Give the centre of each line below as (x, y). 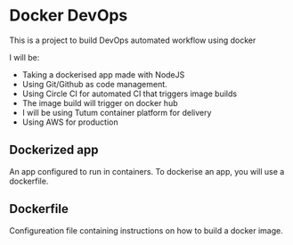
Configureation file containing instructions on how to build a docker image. (146, 230)
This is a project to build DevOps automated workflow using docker (133, 40)
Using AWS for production (70, 122)
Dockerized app (54, 150)
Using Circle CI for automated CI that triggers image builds (130, 94)
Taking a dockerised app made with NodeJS (103, 74)
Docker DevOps (69, 16)
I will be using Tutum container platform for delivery (117, 112)
